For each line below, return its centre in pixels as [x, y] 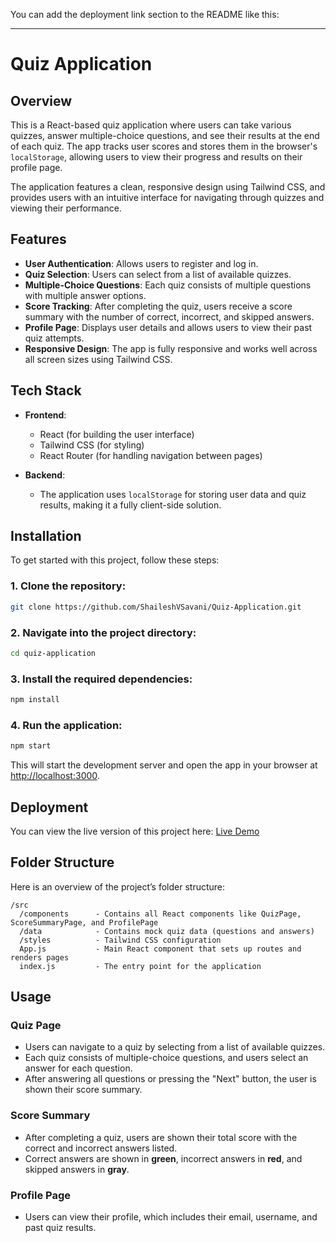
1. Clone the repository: [68, 586]
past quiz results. [60, 1228]
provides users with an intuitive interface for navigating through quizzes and [167, 197]
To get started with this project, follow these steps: [115, 560]
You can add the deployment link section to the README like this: [145, 14]
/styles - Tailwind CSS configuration [120, 940]
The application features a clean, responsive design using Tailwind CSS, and [168, 187]
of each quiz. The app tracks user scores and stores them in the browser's [164, 146]
